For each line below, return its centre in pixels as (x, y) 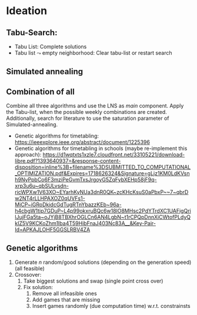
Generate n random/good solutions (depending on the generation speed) (103, 262)
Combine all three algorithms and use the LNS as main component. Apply (95, 106)
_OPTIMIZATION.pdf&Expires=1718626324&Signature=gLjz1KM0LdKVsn (102, 173)
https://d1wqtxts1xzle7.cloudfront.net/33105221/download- (114, 155)
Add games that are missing (66, 300)
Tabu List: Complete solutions (51, 46)
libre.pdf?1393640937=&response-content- (68, 161)
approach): (28, 155)
